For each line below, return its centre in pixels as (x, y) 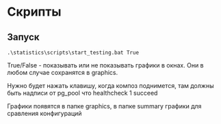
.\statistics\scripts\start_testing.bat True (73, 52)
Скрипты (34, 12)
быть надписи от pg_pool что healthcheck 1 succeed (82, 93)
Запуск (23, 37)
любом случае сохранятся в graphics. (63, 73)
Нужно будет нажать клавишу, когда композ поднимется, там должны (110, 86)
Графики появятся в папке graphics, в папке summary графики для (104, 106)
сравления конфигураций (44, 113)
